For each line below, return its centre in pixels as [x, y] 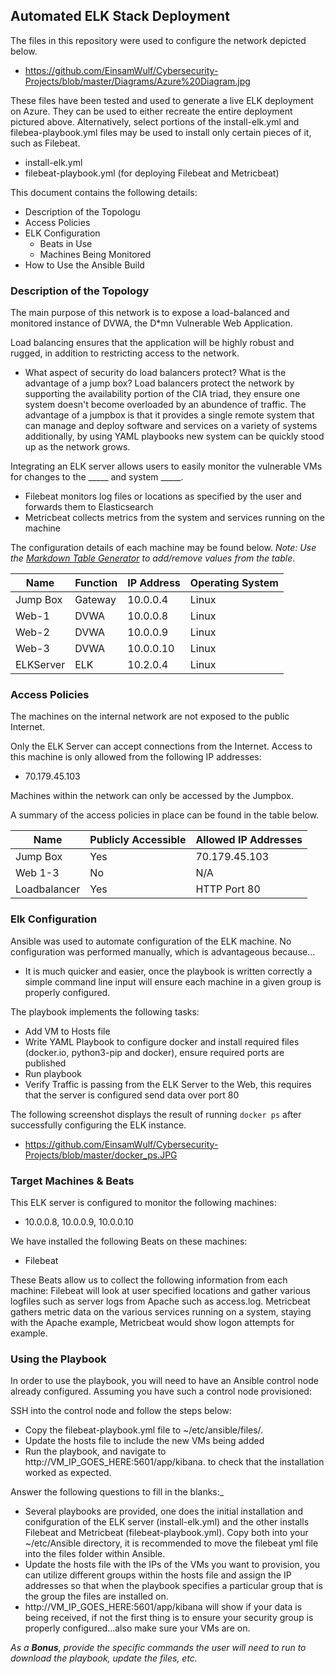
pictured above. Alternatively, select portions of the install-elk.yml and [155, 121]
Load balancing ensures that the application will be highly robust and [152, 343]
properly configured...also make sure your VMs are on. [137, 1628]
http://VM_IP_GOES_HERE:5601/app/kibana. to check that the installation [174, 1462]
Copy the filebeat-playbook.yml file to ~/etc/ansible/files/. [144, 1430]
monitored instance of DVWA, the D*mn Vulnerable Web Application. [151, 323]
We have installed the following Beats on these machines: [129, 1241]
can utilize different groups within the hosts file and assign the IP [158, 1575]
